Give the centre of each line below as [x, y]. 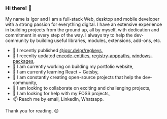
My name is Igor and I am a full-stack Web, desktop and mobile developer [82, 19]
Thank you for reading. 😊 [32, 111]
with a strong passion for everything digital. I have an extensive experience [84, 24]
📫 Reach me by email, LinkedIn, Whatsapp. [58, 99]
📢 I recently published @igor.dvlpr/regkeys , [58, 51]
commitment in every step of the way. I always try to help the [69, 35]
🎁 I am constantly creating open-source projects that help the [77, 77]
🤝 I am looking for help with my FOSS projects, [61, 94]
